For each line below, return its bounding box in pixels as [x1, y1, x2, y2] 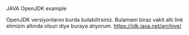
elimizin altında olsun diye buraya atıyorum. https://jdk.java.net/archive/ [6, 23, 182, 29]
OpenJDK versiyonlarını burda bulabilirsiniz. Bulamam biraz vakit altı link [6, 16, 184, 23]
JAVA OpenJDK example [6, 5, 67, 12]
